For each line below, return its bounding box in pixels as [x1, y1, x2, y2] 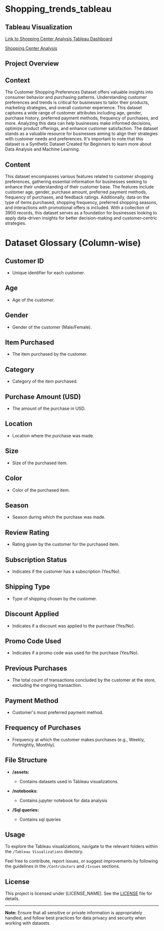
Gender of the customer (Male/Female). [12, 324, 92, 330]
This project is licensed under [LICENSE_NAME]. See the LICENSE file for [5, 890, 153, 896]
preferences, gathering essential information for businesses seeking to [5, 179, 147, 184]
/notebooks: [12, 788, 38, 794]
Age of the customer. [12, 297, 55, 303]
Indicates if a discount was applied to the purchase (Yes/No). [12, 623, 135, 629]
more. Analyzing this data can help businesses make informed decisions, [5, 120, 152, 126]
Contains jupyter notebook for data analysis [19, 797, 107, 803]
